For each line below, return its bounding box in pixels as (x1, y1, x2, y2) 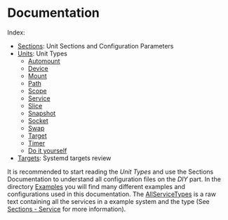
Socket (27, 116, 49, 124)
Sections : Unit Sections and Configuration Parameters (17, 41, 174, 50)
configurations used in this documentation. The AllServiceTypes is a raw (7, 190, 216, 198)
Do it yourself (27, 146, 67, 155)
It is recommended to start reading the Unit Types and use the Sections (7, 167, 214, 176)
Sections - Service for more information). (7, 205, 126, 213)
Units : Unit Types (17, 49, 68, 58)
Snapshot (27, 109, 56, 117)
